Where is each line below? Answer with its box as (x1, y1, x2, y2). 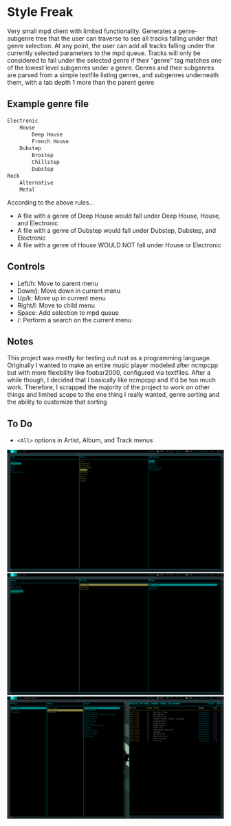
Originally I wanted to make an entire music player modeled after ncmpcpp (7, 361, 219, 369)
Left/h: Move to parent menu (16, 279, 98, 287)
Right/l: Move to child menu (16, 301, 95, 309)
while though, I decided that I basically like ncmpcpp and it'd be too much (7, 376, 217, 384)
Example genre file (7, 98, 89, 110)
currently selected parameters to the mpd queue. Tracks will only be (7, 49, 201, 57)
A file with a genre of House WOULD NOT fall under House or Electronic (16, 240, 221, 249)
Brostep (32, 152, 54, 158)
